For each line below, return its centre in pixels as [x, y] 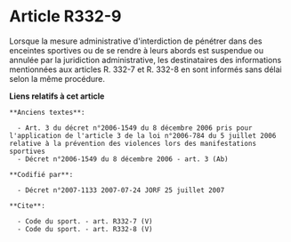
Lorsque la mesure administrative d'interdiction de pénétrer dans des [136, 41]
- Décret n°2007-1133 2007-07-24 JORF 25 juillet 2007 [121, 190]
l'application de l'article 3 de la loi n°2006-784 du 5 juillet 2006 [143, 135]
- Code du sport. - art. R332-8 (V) [85, 229]
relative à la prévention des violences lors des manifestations [133, 143]
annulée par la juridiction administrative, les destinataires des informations [145, 60]
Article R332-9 [65, 16]
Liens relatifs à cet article [57, 96]
